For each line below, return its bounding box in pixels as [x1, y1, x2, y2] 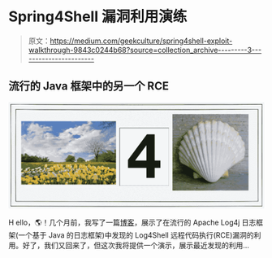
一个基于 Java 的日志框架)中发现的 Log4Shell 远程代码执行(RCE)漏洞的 [18, 230, 254, 240]
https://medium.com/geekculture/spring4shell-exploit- [50, 36, 233, 46]
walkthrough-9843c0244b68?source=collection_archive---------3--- [28, 45, 262, 55]
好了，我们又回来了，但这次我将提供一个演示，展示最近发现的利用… [22, 240, 250, 250]
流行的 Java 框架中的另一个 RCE [8, 79, 169, 94]
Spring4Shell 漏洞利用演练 [8, 7, 188, 26]
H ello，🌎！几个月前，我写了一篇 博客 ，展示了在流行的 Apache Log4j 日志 [8, 217, 257, 227]
